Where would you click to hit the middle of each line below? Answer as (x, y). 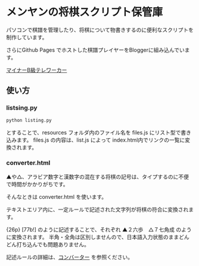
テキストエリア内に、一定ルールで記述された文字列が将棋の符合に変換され (97, 209)
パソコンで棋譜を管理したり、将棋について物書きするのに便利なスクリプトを (100, 30)
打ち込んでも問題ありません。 (53, 244)
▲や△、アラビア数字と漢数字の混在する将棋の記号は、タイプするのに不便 (98, 177)
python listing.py (29, 120)
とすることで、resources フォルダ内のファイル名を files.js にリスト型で (94, 132)
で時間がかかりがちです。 (37, 184)
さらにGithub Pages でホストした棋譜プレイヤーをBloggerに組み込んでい (95, 50)
